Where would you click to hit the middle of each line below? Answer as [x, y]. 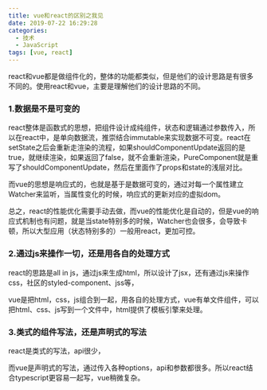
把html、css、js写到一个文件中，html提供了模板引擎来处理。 [108, 309]
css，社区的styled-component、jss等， [73, 283]
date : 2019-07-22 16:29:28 [53, 23]
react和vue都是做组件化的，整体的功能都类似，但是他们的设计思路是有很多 [131, 76]
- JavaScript [37, 45]
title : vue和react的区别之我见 [56, 16]
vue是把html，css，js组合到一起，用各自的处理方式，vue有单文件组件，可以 [133, 299]
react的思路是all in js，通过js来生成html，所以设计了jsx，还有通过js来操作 [129, 272]
